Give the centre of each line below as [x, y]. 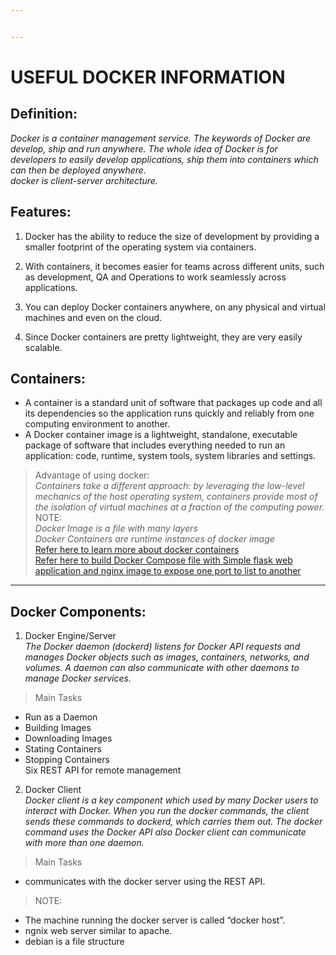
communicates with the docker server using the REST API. [145, 882]
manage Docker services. [78, 678]
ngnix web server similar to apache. [98, 931]
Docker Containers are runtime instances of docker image [154, 539]
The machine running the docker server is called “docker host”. [155, 920]
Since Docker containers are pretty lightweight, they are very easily [163, 337]
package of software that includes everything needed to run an [155, 445]
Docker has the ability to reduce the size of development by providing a [172, 236]
